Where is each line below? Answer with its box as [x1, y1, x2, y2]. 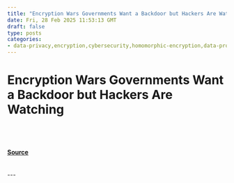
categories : [7, 36, 42, 43]
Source [7, 148, 29, 156]
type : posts [7, 29, 42, 37]
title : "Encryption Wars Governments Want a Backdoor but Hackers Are [7, 10, 217, 17]
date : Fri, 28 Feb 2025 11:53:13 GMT [7, 17, 117, 24]
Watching [7, 102, 65, 118]
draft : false [7, 23, 45, 30]
